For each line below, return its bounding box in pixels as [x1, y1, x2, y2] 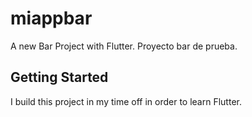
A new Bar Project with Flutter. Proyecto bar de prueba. [10, 40, 238, 52]
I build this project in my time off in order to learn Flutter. [10, 95, 242, 107]
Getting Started [10, 69, 109, 86]
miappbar [10, 7, 93, 30]
